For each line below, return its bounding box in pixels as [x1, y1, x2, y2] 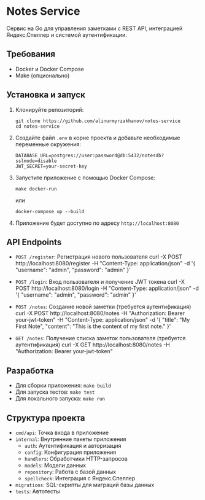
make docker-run [15, 186, 57, 192]
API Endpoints [6, 236, 62, 247]
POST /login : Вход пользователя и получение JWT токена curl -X [15, 278, 185, 286]
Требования [6, 49, 55, 60]
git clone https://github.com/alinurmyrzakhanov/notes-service [15, 118, 181, 124]
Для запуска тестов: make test [15, 388, 95, 396]
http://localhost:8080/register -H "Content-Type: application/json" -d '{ [15, 260, 196, 267]
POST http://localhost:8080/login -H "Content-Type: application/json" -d [15, 284, 199, 292]
